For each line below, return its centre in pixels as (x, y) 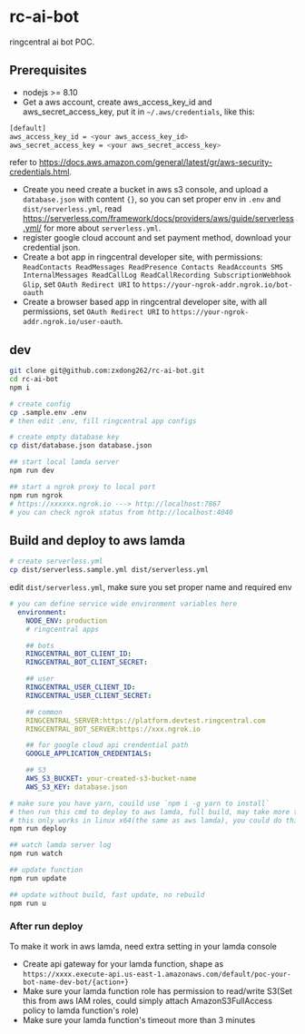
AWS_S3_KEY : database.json (77, 787)
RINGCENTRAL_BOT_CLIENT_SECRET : (87, 663)
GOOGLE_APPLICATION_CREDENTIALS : (89, 754)
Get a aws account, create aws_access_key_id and (117, 102)
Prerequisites (48, 70)
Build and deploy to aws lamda (98, 541)
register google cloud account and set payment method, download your (157, 238)
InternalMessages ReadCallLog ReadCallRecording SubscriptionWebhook (157, 276)
